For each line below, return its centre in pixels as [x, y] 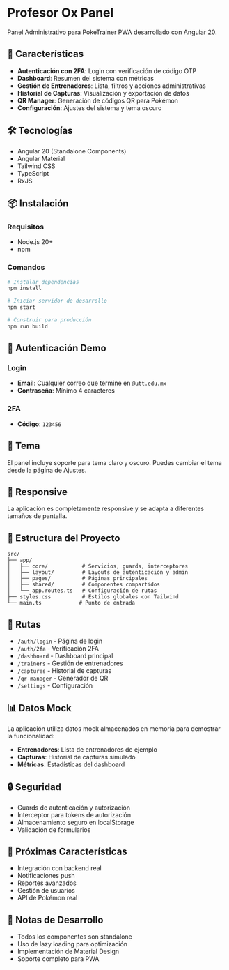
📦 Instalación [38, 203]
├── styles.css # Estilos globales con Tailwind [93, 597]
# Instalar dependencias [43, 282]
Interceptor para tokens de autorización [74, 814]
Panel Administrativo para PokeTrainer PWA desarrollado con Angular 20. [112, 32]
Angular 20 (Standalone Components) [72, 151]
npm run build [28, 326]
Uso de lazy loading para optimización [72, 944]
